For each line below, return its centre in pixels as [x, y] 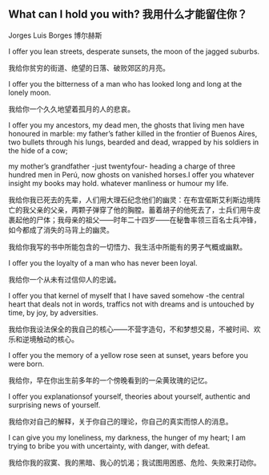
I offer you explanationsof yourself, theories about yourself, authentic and [129, 396]
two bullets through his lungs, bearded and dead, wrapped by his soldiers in [134, 142]
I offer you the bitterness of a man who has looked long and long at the [125, 83]
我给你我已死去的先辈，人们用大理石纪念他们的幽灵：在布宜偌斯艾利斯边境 [131, 200]
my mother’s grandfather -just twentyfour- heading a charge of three [122, 166]
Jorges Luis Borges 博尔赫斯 [55, 35]
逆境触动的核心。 [50, 339]
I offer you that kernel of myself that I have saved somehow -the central [126, 295]
